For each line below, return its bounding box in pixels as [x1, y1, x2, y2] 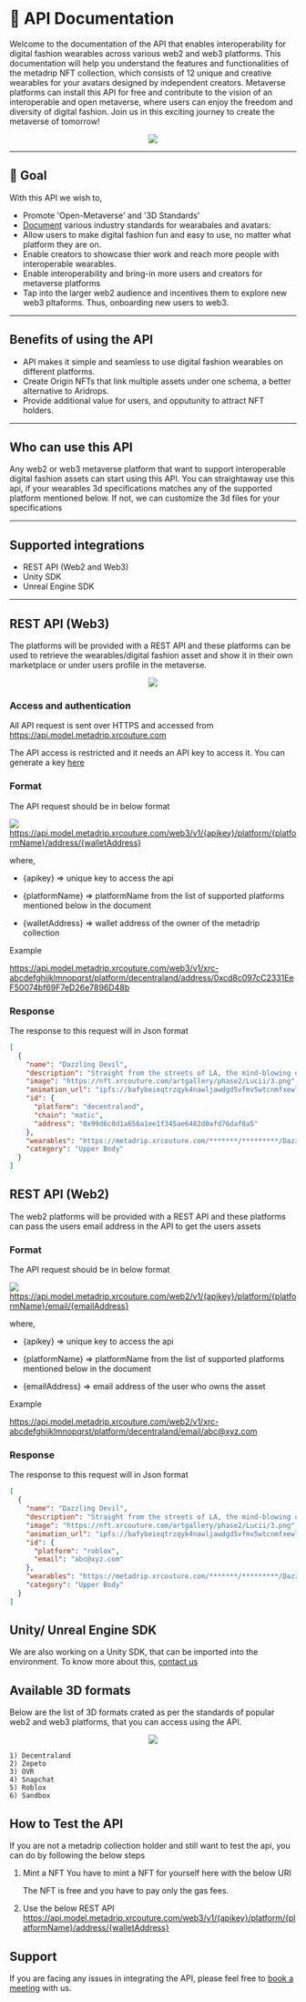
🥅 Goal [9, 168, 47, 183]
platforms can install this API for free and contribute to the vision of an [9, 87, 273, 98]
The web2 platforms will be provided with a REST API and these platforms [9, 1211, 287, 1222]
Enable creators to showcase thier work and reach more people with [22, 248, 280, 259]
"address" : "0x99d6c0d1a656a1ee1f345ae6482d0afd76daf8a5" [33, 1119, 259, 1129]
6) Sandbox [9, 1791, 51, 1801]
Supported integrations [9, 537, 145, 552]
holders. [22, 405, 55, 416]
